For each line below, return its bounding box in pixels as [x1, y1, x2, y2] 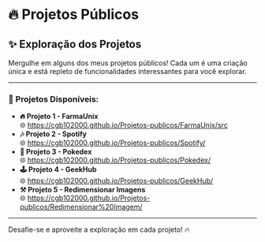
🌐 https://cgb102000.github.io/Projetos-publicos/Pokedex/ [19, 155, 211, 165]
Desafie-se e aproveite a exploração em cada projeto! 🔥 [8, 225, 191, 234]
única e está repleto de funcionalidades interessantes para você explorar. [8, 67, 247, 76]
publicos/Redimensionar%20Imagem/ [19, 203, 144, 212]
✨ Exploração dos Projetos [8, 37, 142, 50]
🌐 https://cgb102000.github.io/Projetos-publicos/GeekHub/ [19, 176, 214, 186]
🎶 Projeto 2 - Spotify [19, 129, 88, 139]
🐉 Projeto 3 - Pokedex [19, 147, 92, 157]
